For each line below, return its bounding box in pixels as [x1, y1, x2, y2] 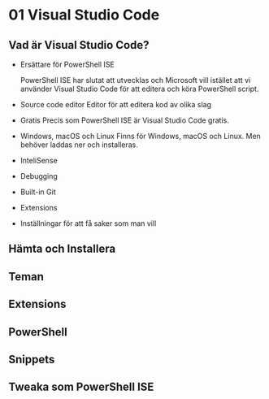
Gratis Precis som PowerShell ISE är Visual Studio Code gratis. [20, 115, 229, 125]
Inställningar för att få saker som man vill [20, 219, 157, 228]
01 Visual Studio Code [8, 6, 160, 24]
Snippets [8, 352, 55, 366]
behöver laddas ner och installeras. [20, 140, 138, 150]
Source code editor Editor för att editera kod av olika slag [20, 100, 212, 109]
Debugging [20, 171, 59, 180]
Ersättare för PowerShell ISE [20, 59, 115, 69]
